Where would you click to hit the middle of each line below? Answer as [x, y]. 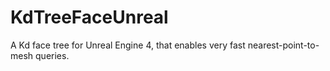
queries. [52, 55]
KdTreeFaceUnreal [89, 17]
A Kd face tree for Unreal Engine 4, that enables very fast [128, 45]
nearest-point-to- [283, 45]
